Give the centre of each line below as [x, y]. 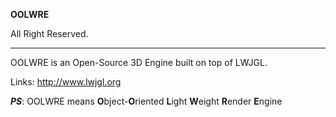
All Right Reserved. [49, 33]
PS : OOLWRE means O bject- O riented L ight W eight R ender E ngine [146, 101]
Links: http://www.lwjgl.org [66, 82]
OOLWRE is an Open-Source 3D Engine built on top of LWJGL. [139, 62]
